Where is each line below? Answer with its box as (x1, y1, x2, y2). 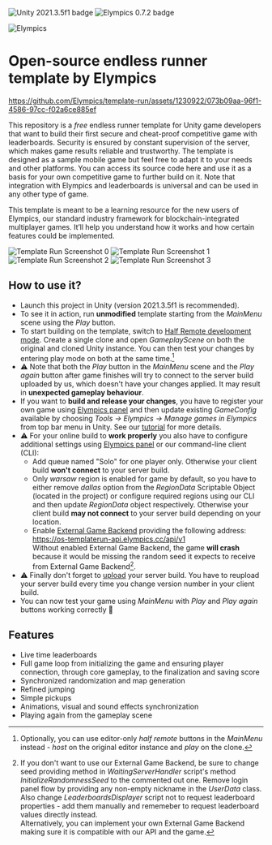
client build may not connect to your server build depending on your (32, 508, 261, 519)
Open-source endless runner (8, 52, 208, 71)
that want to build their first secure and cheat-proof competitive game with (8, 128, 257, 138)
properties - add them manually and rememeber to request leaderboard (19, 800, 260, 811)
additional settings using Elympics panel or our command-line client (19, 439, 247, 450)
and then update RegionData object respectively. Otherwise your (32, 500, 249, 510)
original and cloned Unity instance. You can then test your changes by (19, 343, 255, 353)
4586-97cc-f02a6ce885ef (8, 104, 97, 114)
